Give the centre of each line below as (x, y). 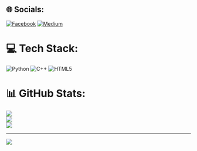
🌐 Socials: (25, 10)
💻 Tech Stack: (42, 49)
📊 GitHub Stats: (46, 93)
